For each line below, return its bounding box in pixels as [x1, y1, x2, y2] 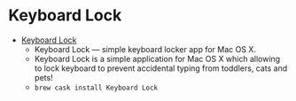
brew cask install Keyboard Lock [34, 83, 159, 92]
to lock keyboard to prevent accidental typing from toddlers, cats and [34, 63, 288, 74]
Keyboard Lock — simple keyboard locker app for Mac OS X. [34, 43, 256, 54]
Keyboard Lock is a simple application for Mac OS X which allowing [34, 53, 281, 64]
